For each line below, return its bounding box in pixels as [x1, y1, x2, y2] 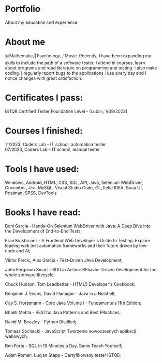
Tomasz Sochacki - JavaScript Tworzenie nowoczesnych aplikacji [5, 328, 136, 334]
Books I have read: [5, 207, 81, 218]
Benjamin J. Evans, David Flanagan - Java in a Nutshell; [5, 290, 116, 297]
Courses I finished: [5, 125, 83, 136]
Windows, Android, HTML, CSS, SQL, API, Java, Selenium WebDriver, [5, 180, 143, 185]
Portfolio [5, 3, 41, 15]
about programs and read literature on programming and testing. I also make [5, 65, 157, 71]
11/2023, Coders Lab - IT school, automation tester [5, 141, 106, 147]
